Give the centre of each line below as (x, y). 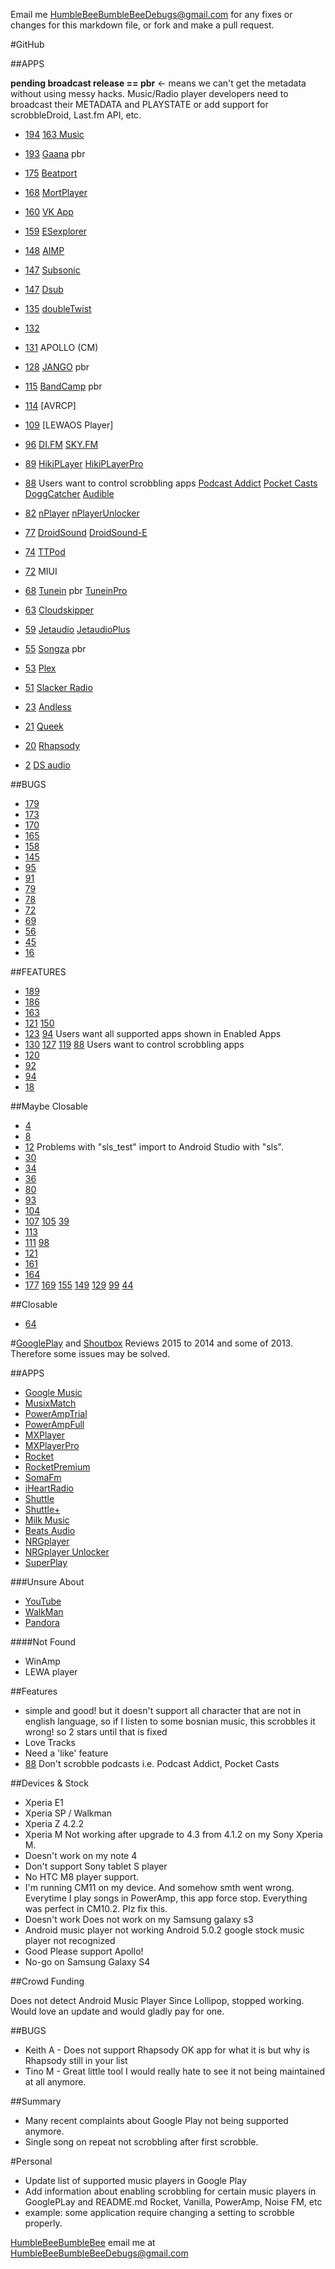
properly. (43, 2223)
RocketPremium (57, 1467)
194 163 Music (54, 134)
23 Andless (48, 707)
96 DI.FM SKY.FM (61, 444)
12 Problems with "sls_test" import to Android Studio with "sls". (154, 1147)
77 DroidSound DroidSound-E (86, 532)
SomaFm (43, 1477)
